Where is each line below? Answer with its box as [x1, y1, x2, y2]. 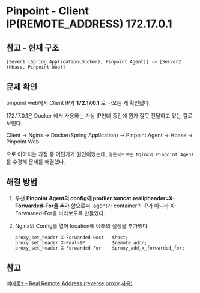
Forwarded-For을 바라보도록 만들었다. [14, 209, 106, 216]
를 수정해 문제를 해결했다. [6, 158, 66, 165]
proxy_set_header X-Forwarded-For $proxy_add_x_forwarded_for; [14, 245, 185, 251]
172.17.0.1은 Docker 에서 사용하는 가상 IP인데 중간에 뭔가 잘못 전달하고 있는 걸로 [6, 112, 193, 119]
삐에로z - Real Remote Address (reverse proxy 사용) [6, 280, 133, 287]
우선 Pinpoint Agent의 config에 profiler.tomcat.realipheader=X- [14, 194, 175, 201]
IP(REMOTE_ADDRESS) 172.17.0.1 [6, 17, 172, 31]
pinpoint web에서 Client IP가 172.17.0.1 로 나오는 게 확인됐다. [6, 99, 151, 106]
